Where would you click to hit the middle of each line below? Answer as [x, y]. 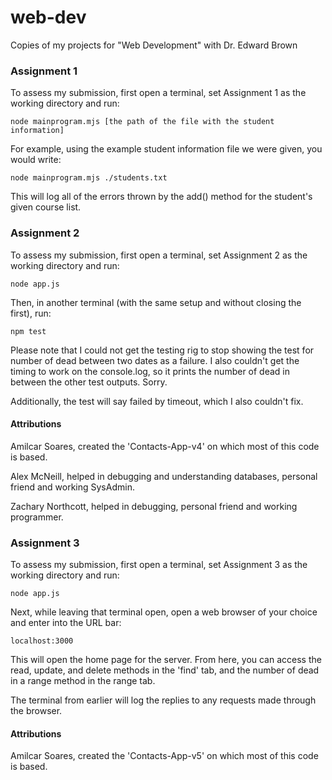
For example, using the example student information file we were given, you [166, 149]
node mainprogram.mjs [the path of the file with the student [142, 122]
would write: [36, 160]
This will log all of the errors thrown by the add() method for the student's [161, 197]
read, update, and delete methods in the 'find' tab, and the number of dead [165, 670]
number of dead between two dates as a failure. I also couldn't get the [155, 360]
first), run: [31, 313]
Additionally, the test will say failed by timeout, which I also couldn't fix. [157, 401]
